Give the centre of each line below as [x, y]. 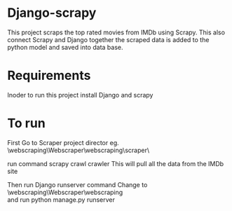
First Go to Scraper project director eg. [63, 142]
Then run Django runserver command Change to [77, 184]
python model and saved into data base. [65, 47]
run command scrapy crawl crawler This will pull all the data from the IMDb [116, 163]
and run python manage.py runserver [61, 199]
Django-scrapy [52, 13]
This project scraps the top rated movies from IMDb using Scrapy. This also [116, 32]
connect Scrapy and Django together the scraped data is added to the [108, 39]
